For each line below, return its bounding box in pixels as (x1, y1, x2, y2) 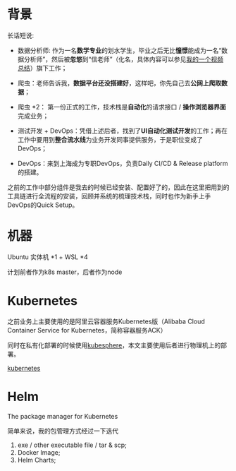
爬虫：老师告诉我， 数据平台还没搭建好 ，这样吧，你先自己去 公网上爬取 (17, 78, 222, 87)
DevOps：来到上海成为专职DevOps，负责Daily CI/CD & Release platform (17, 159, 228, 167)
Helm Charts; (17, 455, 56, 464)
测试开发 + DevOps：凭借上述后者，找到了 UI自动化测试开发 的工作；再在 (17, 126, 228, 135)
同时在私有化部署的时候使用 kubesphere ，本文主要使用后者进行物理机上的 (7, 340, 221, 350)
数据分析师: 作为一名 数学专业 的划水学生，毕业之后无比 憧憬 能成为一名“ (17, 46, 222, 54)
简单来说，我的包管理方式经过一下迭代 (7, 427, 118, 435)
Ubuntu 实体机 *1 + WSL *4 (7, 252, 88, 261)
